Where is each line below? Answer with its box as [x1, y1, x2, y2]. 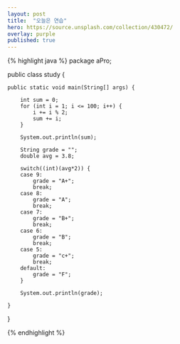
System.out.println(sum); [20, 134, 97, 141]
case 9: [20, 172, 43, 179]
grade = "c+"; [33, 252, 75, 260]
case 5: [20, 246, 43, 254]
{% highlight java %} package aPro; [7, 56, 112, 65]
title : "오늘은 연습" [7, 17, 68, 24]
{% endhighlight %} [7, 328, 65, 337]
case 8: [20, 190, 43, 197]
